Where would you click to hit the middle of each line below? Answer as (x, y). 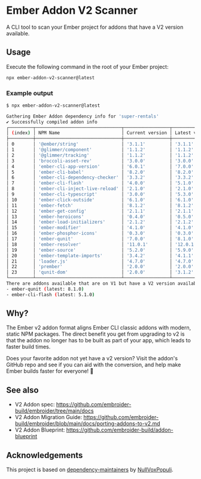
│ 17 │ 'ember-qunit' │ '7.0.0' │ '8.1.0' (100, 239)
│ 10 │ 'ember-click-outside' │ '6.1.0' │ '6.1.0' (100, 200)
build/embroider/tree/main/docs (54, 411)
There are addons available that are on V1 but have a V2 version (91, 284)
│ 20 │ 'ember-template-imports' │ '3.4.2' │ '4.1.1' (100, 255)
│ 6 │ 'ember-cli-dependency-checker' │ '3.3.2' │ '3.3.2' (100, 177)
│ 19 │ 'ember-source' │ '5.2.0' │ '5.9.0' (100, 250)
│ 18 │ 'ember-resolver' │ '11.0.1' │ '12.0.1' (101, 244)
